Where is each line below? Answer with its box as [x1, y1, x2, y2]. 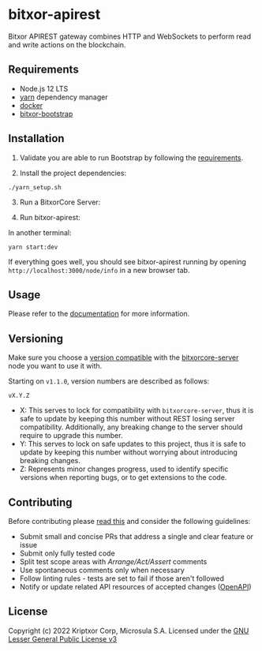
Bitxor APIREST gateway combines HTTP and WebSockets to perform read [8, 32, 251, 41]
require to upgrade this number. [19, 431, 123, 440]
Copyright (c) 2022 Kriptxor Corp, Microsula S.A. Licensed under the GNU [8, 626, 249, 635]
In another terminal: [8, 227, 73, 238]
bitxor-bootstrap [19, 109, 73, 118]
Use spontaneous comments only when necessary [19, 566, 185, 574]
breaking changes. [19, 456, 81, 466]
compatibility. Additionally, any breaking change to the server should [19, 422, 243, 432]
